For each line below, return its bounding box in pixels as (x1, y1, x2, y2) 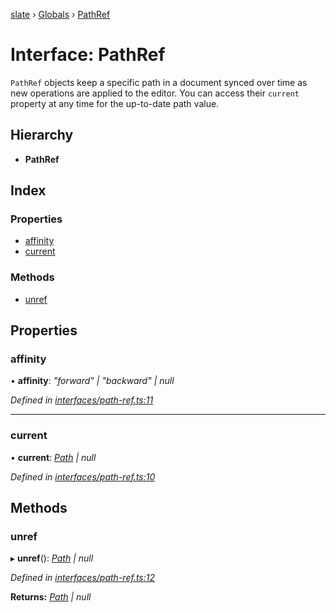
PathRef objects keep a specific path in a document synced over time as (10, 76, 308, 88)
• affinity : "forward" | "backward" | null (10, 375, 175, 387)
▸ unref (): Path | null (10, 552, 94, 564)
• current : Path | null (10, 451, 97, 463)
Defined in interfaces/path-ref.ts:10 (10, 470, 156, 483)
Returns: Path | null (10, 591, 92, 603)
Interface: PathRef (10, 44, 166, 66)
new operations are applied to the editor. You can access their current (10, 87, 300, 99)
